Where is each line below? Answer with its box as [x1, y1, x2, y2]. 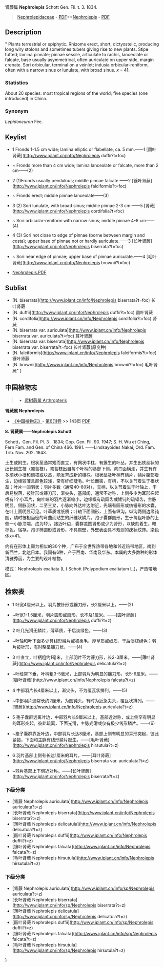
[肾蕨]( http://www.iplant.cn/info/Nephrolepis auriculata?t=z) [12, 704, 133, 710]
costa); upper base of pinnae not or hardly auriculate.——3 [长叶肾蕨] [12, 238, 152, 244]
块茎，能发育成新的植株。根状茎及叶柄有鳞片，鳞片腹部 [43, 472, 155, 478]
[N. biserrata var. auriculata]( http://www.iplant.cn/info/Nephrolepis [12, 327, 146, 333]
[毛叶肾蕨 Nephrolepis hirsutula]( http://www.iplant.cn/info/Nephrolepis [12, 855, 155, 861]
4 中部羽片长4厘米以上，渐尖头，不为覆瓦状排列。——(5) [12, 687, 128, 693]
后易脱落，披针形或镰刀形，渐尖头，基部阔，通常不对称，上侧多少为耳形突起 [5, 490, 159, 496]
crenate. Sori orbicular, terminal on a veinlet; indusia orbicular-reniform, [5, 62, 149, 67]
